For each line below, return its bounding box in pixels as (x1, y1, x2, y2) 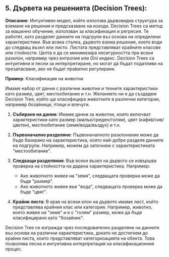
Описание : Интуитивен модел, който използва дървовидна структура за (5, 17, 163, 23)
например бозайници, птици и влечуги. (5, 101, 90, 108)
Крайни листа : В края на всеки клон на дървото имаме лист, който (12, 198, 159, 204)
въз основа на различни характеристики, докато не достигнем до (5, 230, 148, 236)
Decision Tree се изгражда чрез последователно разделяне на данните (5, 224, 160, 230)
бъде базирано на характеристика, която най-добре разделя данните (12, 137, 164, 143)
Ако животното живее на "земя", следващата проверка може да (20, 173, 160, 179)
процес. (5, 246, 23, 252)
